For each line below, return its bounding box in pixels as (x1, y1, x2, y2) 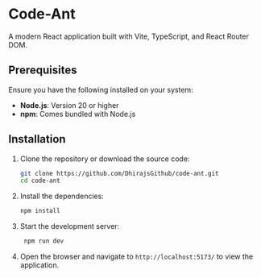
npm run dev (23, 237, 64, 246)
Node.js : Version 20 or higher (19, 100, 119, 110)
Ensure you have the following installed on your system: (8, 85, 193, 94)
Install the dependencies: (19, 191, 105, 201)
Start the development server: (19, 222, 120, 231)
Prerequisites (8, 64, 77, 77)
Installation (8, 132, 66, 146)
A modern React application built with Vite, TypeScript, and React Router (8, 31, 250, 41)
